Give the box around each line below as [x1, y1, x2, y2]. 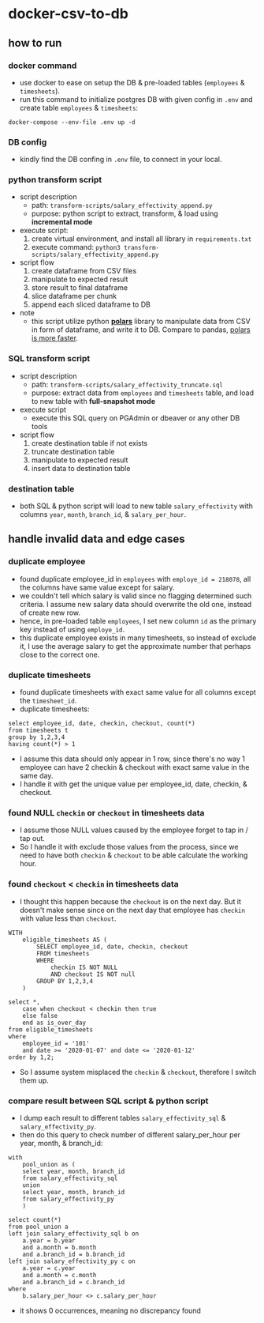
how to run [8, 36, 62, 50]
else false [22, 1012, 58, 1020]
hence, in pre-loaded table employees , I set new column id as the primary [19, 616, 257, 625]
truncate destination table [31, 447, 115, 456]
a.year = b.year [22, 1236, 76, 1245]
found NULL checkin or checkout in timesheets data [8, 807, 205, 818]
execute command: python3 [31, 243, 121, 252]
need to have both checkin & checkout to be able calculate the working [19, 850, 248, 860]
